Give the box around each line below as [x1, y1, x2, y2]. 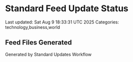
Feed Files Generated [5, 39, 72, 47]
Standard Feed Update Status [5, 3, 129, 14]
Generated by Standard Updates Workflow [5, 51, 92, 57]
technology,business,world [5, 24, 60, 30]
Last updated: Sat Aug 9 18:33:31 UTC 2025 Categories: [5, 19, 119, 25]
